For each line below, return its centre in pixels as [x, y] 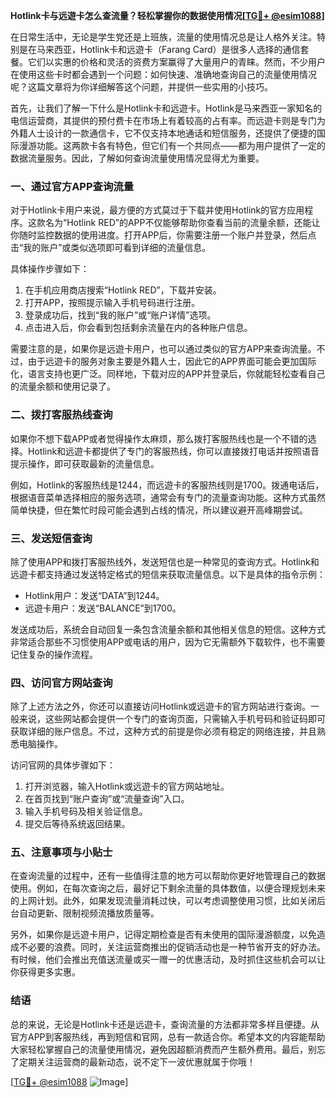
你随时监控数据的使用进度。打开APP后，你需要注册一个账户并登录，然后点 [163, 235]
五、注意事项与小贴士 [61, 852]
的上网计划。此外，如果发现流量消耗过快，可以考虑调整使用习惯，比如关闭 [163, 901]
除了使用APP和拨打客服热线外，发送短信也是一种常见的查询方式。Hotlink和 [165, 561]
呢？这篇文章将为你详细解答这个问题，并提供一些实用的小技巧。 [141, 87]
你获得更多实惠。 [45, 972]
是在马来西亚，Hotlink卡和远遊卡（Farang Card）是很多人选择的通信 [159, 49]
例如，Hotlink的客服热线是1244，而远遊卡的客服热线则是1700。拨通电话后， [167, 485]
